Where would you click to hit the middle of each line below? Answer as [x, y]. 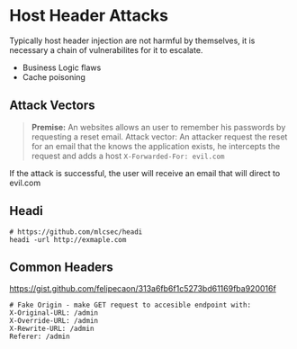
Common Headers [62, 267]
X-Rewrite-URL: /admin [52, 329]
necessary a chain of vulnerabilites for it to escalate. [106, 49]
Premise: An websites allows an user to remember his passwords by [158, 127]
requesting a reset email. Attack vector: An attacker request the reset [159, 137]
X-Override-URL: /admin [54, 321]
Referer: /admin [40, 337]
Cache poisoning [54, 76]
